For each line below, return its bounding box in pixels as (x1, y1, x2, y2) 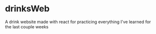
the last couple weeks (5, 24, 49, 29)
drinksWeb (5, 3, 50, 14)
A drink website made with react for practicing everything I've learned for (5, 19, 151, 25)
